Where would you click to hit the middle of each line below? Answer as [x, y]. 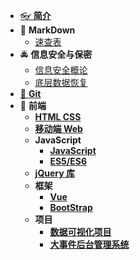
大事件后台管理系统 [89, 244]
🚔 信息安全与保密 [56, 54]
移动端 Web [58, 128]
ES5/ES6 [68, 161]
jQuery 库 [54, 173]
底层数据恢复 [61, 82]
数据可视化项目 [80, 232]
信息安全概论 [61, 70]
